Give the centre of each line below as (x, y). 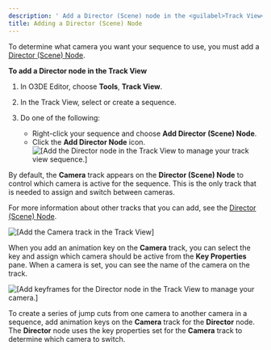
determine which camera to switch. (67, 339)
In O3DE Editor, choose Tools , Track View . (91, 86)
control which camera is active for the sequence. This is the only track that (132, 183)
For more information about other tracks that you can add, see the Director (132, 208)
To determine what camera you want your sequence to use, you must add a (134, 46)
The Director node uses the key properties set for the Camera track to (125, 330)
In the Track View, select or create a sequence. (98, 102)
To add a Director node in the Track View (78, 70)
